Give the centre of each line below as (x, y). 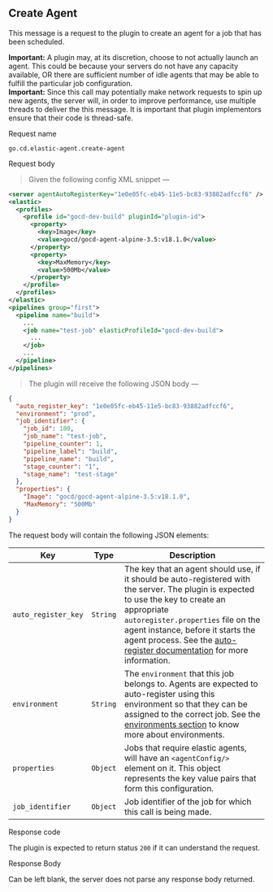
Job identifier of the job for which (188, 802)
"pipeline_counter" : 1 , (63, 444)
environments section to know (182, 724)
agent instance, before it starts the (190, 629)
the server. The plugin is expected (190, 589)
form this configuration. (169, 788)
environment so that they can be (186, 704)
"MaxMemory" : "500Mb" (59, 505)
